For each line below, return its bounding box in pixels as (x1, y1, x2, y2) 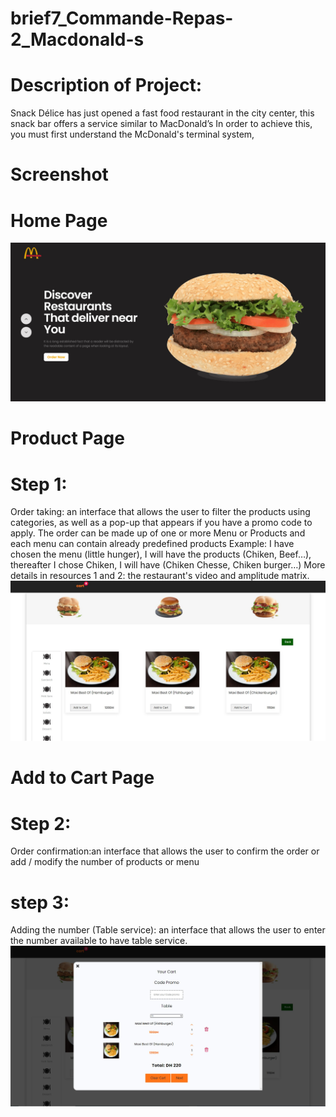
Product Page (10, 427, 125, 450)
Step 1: (10, 473, 68, 496)
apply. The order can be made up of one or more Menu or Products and (10, 527, 306, 539)
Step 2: (10, 812, 72, 835)
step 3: (10, 891, 70, 914)
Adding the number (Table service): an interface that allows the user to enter (10, 924, 326, 936)
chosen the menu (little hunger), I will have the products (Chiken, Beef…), (10, 548, 312, 561)
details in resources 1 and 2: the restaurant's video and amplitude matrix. (10, 570, 310, 582)
